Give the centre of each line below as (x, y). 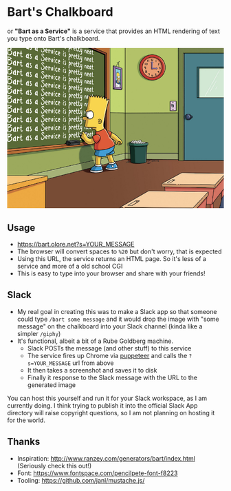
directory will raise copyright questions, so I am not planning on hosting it (111, 412)
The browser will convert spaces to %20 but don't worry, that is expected (119, 251)
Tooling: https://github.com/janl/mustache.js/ (81, 480)
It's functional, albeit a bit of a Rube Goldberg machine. (95, 341)
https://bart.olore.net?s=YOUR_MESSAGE (76, 244)
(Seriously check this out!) (54, 466)
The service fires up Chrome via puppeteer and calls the (107, 355)
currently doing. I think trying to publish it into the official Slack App (102, 405)
